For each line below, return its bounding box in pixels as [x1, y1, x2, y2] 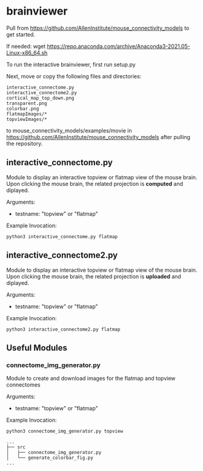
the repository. [6, 140, 43, 147]
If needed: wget [6, 43, 46, 50]
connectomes [6, 381, 41, 388]
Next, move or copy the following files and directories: [6, 72, 142, 80]
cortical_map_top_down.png [6, 95, 75, 101]
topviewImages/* [6, 116, 47, 122]
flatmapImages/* [6, 111, 47, 117]
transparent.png [6, 100, 47, 106]
